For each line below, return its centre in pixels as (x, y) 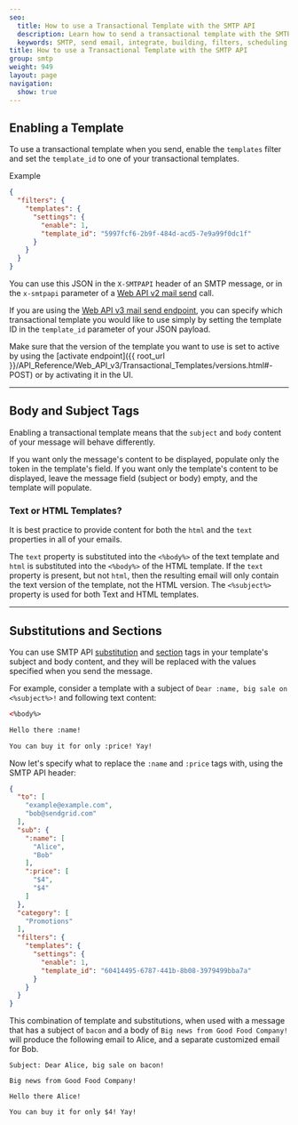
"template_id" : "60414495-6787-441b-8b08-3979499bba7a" (146, 970)
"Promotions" (49, 921)
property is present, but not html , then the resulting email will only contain (144, 575)
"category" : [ (43, 912)
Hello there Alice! (45, 1097)
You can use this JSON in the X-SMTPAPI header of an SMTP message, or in (146, 284)
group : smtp (31, 59)
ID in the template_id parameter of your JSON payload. (110, 329)
